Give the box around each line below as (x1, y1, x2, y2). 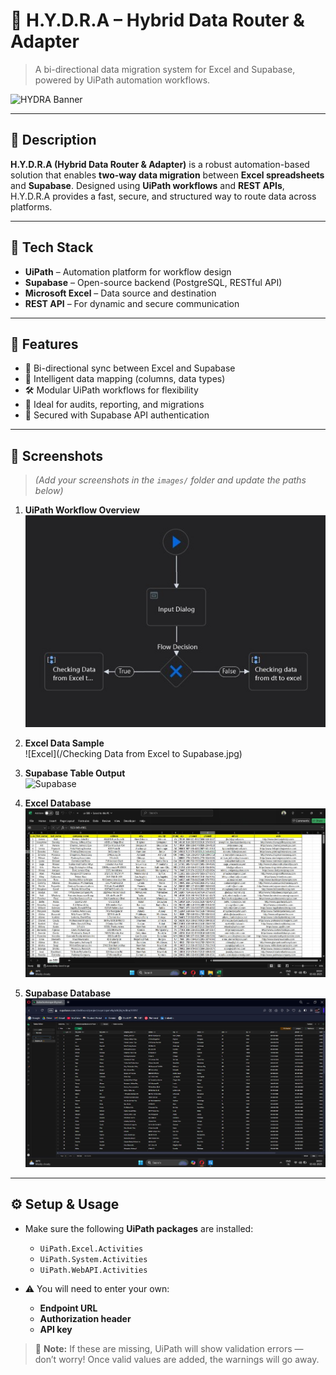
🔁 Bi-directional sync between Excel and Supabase (24, 362, 236, 374)
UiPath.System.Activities (39, 1254, 148, 1264)
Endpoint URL (39, 1302, 98, 1314)
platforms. (10, 200, 53, 213)
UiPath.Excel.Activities (39, 1244, 144, 1254)
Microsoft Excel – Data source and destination (24, 287, 217, 299)
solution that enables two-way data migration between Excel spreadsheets (10, 169, 325, 181)
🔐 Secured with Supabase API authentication (24, 409, 210, 421)
